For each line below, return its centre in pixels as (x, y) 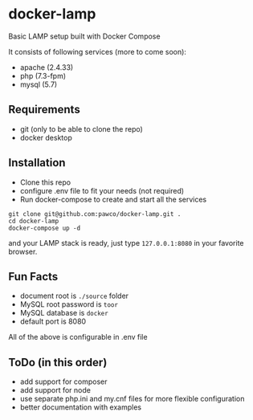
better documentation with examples (81, 407)
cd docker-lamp (34, 221)
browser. (23, 251)
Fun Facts (33, 277)
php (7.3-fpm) (43, 75)
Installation (37, 163)
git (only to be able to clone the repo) (81, 128)
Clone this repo (45, 182)
